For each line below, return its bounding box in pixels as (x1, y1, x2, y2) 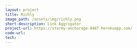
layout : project (5, 7, 39, 12)
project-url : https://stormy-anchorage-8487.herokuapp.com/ (5, 26, 133, 31)
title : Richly (5, 12, 35, 17)
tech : (5, 35, 16, 40)
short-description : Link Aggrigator (5, 21, 81, 26)
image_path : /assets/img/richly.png (5, 16, 81, 21)
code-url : (5, 30, 26, 35)
